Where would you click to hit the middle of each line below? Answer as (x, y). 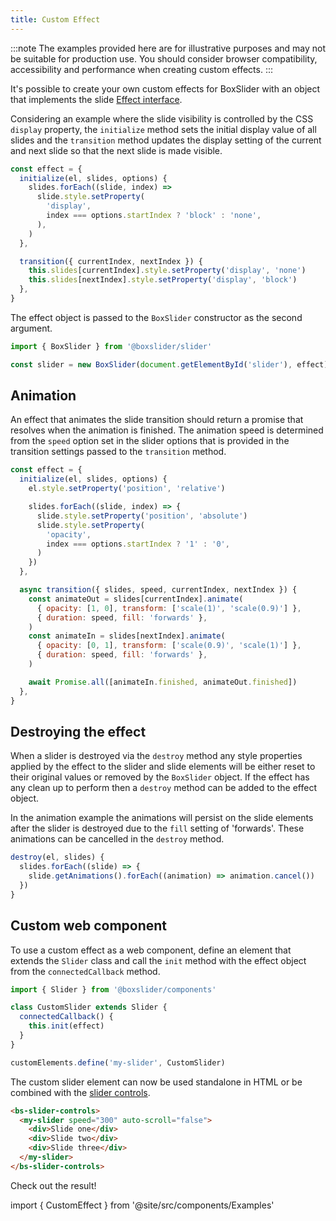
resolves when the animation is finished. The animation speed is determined (167, 430)
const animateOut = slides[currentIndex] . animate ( (136, 599)
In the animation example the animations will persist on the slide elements (162, 818)
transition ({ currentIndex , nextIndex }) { (111, 261)
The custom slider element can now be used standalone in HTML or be (156, 1082)
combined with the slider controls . (80, 1092)
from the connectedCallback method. (85, 971)
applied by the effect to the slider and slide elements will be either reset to (163, 767)
